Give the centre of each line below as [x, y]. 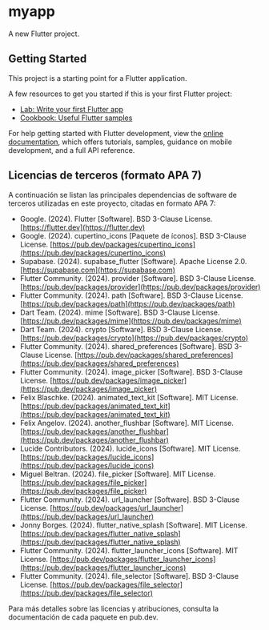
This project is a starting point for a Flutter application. [98, 78]
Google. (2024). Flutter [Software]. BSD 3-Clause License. [116, 219]
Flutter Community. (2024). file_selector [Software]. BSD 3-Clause [129, 576]
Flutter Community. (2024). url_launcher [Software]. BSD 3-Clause [130, 500]
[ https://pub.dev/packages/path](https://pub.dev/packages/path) [127, 303]
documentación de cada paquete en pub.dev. [83, 617]
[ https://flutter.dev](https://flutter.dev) [82, 227]
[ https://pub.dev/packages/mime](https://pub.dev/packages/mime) [130, 321]
